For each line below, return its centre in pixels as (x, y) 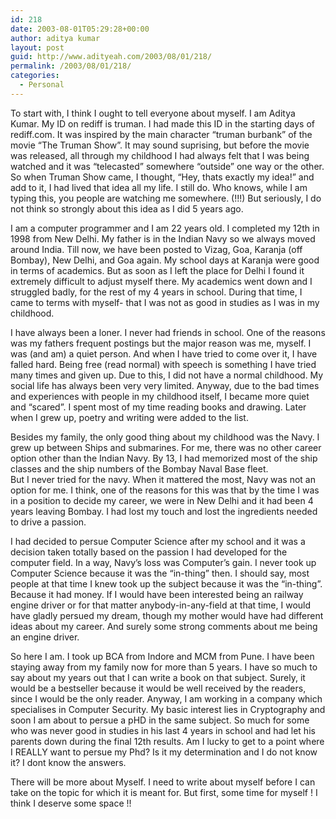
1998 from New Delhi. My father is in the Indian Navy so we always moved (163, 238)
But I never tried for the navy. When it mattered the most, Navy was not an (163, 479)
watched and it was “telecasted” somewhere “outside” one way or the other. (167, 166)
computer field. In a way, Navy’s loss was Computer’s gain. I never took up (163, 562)
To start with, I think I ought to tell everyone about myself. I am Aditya (153, 113)
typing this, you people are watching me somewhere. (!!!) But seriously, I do (166, 198)
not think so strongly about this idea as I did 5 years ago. (127, 208)
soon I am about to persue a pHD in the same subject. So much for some (160, 720)
